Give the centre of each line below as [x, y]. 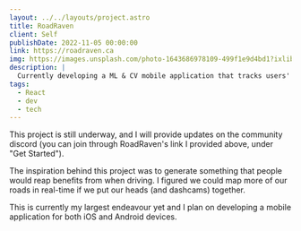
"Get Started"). [37, 154]
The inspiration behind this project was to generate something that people [146, 171]
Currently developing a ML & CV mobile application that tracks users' [154, 76]
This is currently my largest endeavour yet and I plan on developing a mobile [150, 208]
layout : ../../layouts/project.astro [80, 17]
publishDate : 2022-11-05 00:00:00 [74, 43]
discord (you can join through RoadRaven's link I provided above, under [141, 144]
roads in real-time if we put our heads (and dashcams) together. [128, 190]
